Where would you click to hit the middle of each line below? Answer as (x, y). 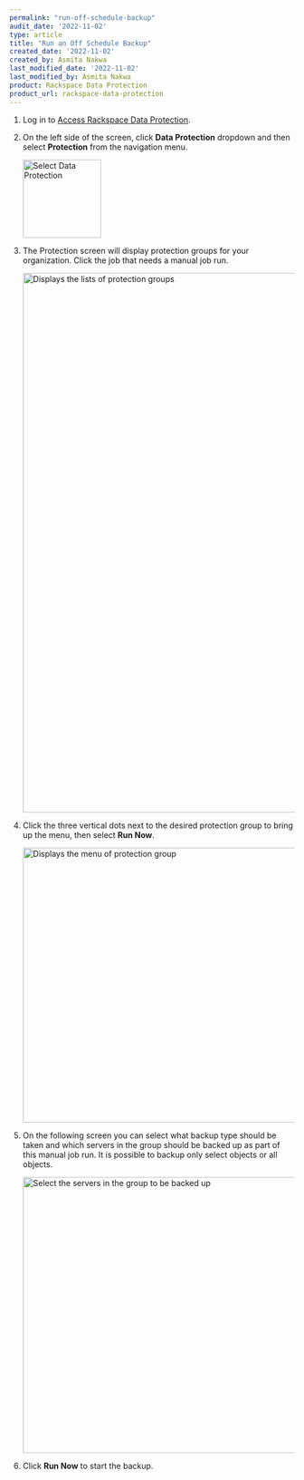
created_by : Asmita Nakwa (58, 60)
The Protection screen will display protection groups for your (136, 250)
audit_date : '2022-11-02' (58, 26)
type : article (36, 34)
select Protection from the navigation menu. (105, 147)
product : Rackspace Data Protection (78, 85)
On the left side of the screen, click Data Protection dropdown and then (157, 137)
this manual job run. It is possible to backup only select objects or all (150, 1154)
